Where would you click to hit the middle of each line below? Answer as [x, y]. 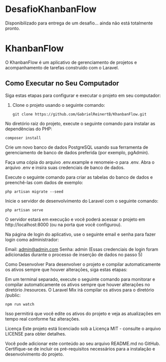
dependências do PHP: [29, 129]
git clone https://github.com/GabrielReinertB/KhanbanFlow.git [80, 114]
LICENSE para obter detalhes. [36, 334]
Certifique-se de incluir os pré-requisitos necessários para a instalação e [80, 349]
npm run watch [20, 304]
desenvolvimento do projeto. [34, 354]
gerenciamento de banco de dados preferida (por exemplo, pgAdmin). [77, 152]
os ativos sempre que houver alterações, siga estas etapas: [66, 269]
